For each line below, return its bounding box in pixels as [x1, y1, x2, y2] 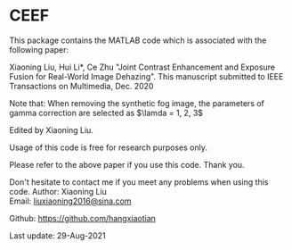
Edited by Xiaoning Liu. [9, 124, 93, 135]
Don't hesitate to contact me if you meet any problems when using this [9, 176, 269, 187]
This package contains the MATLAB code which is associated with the [9, 35, 267, 46]
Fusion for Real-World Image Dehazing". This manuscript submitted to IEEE [9, 71, 284, 81]
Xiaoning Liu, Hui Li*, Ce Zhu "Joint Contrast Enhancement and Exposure [9, 62, 276, 72]
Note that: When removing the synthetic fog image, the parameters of [9, 97, 265, 108]
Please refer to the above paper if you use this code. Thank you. [9, 159, 245, 170]
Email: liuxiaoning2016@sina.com [9, 196, 132, 206]
